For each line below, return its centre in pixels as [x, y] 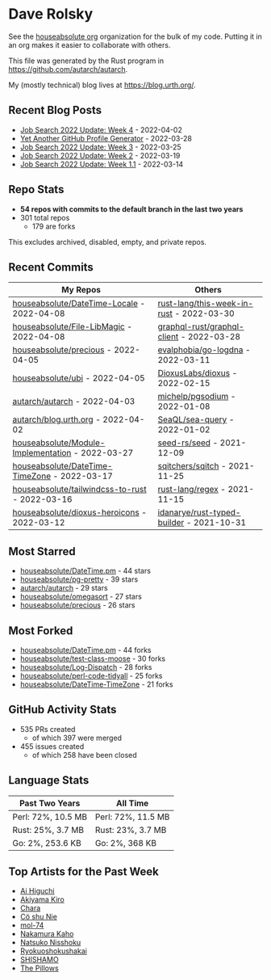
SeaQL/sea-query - [196, 419]
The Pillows [39, 968]
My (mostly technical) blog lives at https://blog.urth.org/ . [102, 85]
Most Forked [41, 631]
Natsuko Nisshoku [50, 943]
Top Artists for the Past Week [84, 872]
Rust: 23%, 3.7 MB [131, 830]
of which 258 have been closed [84, 755]
